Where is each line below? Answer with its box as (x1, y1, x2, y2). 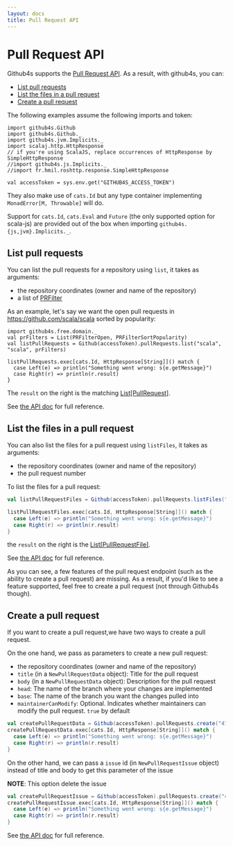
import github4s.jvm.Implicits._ (7, 137, 104, 144)
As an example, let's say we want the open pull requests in (7, 307, 175, 316)
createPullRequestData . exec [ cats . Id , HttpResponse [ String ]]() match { (7, 727, 216, 733)
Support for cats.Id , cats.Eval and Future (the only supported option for (7, 213, 216, 221)
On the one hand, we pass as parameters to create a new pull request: (7, 649, 208, 657)
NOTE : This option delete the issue (7, 779, 107, 788)
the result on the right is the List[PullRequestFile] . (7, 540, 150, 549)
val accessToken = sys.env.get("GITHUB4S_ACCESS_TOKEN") (7, 179, 175, 186)
